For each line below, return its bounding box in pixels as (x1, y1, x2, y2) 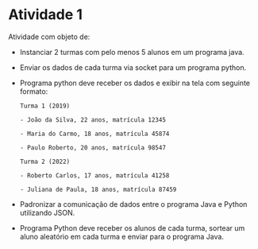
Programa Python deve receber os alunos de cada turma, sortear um (19, 223, 245, 232)
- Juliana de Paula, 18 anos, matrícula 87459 (19, 185, 177, 193)
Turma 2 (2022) (19, 158, 71, 165)
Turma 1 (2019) (19, 102, 71, 110)
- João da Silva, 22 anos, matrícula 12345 (19, 115, 167, 124)
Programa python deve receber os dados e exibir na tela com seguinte (19, 78, 250, 88)
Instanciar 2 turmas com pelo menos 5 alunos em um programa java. (19, 47, 245, 56)
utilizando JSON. (19, 208, 75, 217)
